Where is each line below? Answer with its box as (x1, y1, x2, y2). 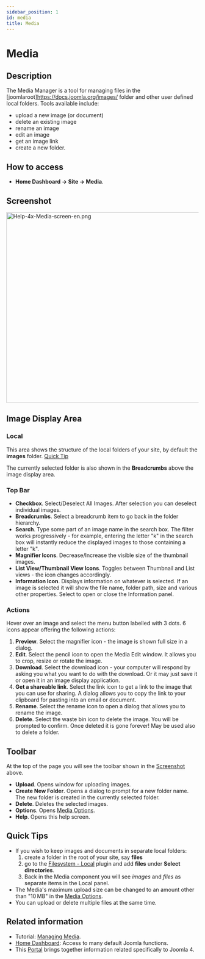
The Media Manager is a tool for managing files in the (6, 87, 141, 95)
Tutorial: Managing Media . (15, 933, 81, 940)
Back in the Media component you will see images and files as (24, 873, 181, 880)
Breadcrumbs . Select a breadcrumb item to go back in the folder (15, 512, 179, 520)
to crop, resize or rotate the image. (15, 657, 103, 665)
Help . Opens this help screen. (15, 813, 90, 821)
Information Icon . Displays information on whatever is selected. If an (15, 577, 189, 584)
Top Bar (6, 486, 30, 494)
